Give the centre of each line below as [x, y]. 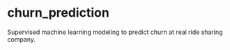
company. [22, 39]
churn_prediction [58, 13]
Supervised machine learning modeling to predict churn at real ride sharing [115, 32]
